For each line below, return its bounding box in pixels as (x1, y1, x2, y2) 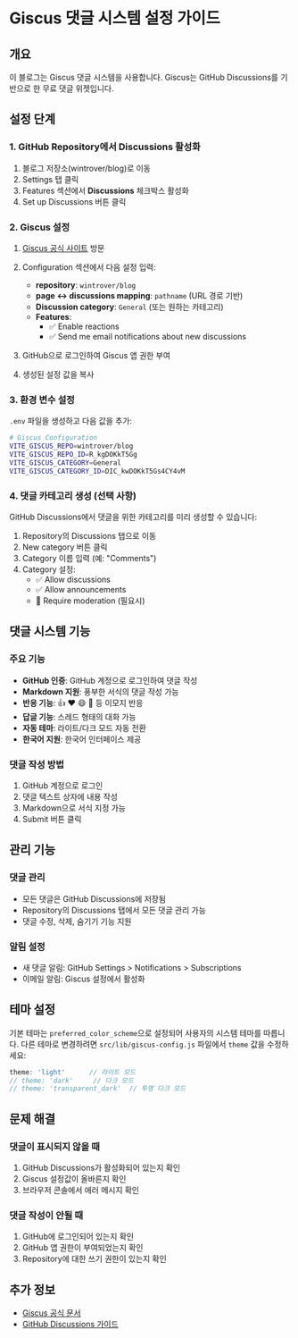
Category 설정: (21, 564, 76, 575)
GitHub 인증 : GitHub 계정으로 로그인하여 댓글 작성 (21, 675, 198, 686)
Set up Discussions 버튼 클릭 (21, 196, 127, 206)
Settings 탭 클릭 (21, 173, 79, 184)
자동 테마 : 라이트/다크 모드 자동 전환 (21, 722, 147, 733)
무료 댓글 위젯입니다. (42, 83, 114, 94)
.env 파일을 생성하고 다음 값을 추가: (9, 416, 132, 426)
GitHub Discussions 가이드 (21, 1319, 119, 1330)
